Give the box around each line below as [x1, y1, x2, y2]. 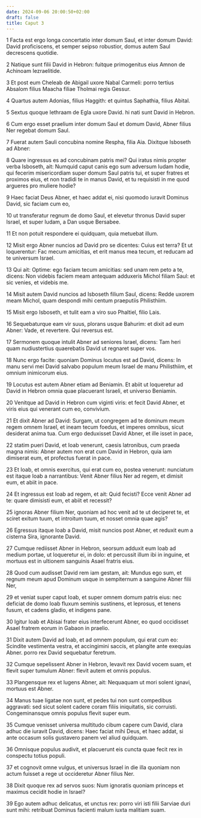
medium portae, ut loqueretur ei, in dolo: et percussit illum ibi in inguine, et [6, 551, 190, 558]
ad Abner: [6, 145, 31, 152]
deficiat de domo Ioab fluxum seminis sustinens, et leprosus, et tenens [6, 600, 181, 607]
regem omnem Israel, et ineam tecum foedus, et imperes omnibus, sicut [6, 423, 184, 431]
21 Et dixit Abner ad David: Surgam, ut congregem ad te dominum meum [6, 417, 185, 425]
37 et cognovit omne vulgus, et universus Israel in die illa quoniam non [6, 764, 181, 771]
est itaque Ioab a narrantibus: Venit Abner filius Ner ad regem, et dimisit [6, 472, 183, 479]
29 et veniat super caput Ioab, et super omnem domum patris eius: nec [6, 594, 182, 601]
